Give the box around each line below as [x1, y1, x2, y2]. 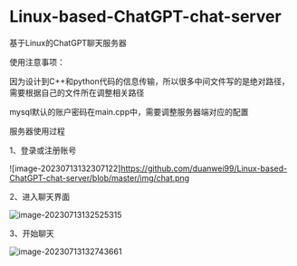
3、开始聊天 [9, 228, 54, 239]
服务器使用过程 [9, 125, 65, 137]
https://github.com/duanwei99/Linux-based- [120, 163, 288, 174]
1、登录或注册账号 [9, 145, 77, 156]
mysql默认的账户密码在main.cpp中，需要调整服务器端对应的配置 [9, 106, 249, 117]
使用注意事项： [9, 56, 65, 67]
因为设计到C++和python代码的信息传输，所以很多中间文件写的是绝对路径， [9, 75, 290, 87]
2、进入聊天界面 [9, 191, 71, 202]
